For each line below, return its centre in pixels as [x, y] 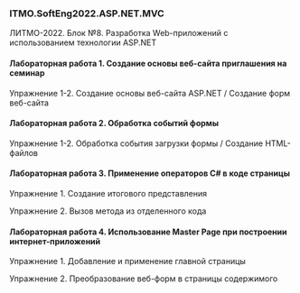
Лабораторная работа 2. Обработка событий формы [114, 124]
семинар [27, 73]
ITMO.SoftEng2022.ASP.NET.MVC [87, 14]
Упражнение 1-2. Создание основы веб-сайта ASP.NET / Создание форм [150, 93]
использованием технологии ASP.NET [83, 42]
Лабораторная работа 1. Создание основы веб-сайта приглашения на [148, 63]
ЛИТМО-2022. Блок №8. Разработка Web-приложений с [119, 33]
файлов [24, 152]
